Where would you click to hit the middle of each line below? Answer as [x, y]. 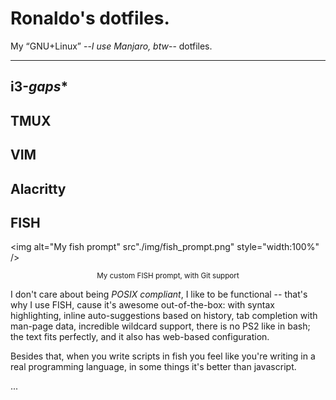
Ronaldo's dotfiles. [90, 18]
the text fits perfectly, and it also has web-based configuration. [140, 337]
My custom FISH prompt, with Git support [168, 276]
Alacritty [38, 188]
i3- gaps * [39, 87]
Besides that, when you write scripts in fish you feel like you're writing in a [163, 356]
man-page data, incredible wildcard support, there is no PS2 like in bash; [160, 326]
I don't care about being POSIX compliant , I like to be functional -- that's [159, 294]
